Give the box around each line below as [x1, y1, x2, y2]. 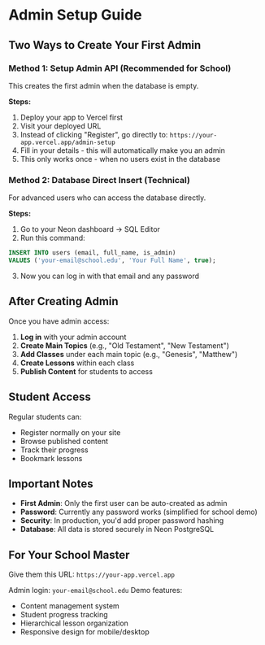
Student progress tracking [20, 610, 108, 620]
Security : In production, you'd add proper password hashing [20, 516, 224, 525]
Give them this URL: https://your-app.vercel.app [8, 569, 175, 579]
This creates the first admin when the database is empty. [8, 81, 199, 90]
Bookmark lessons [20, 453, 83, 463]
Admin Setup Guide [8, 6, 142, 24]
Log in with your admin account [20, 332, 127, 342]
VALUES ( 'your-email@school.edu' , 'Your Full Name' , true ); [8, 256, 217, 265]
